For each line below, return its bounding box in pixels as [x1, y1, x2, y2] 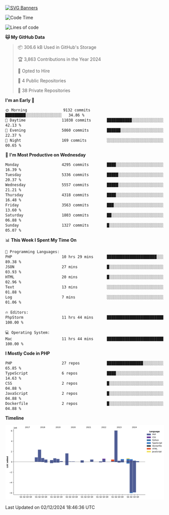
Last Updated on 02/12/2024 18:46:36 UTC [5, 504, 95, 510]
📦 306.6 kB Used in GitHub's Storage [17, 44, 97, 50]
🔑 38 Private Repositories [17, 87, 71, 93]
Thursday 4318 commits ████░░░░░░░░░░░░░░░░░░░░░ [5, 192, 164, 197]
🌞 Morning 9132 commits [5, 108, 91, 113]
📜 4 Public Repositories [17, 78, 67, 83]
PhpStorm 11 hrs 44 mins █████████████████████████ [5, 315, 164, 320]
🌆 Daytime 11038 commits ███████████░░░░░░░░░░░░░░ [5, 118, 164, 123]
